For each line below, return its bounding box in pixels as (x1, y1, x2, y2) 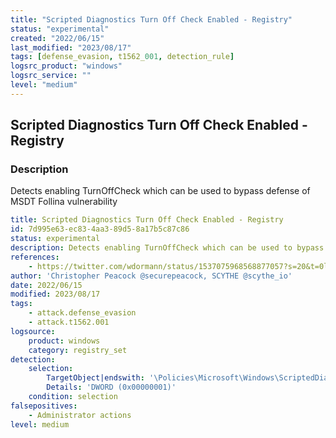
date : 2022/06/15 (10, 280, 83, 290)
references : (10, 252, 60, 262)
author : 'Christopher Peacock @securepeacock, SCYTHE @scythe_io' (10, 271, 293, 281)
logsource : (10, 326, 56, 336)
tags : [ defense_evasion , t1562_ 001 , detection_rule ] (10, 52, 235, 62)
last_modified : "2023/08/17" (10, 42, 132, 53)
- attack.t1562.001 (28, 317, 110, 328)
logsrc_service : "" (10, 71, 92, 81)
